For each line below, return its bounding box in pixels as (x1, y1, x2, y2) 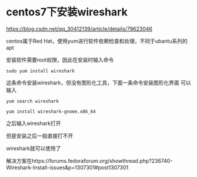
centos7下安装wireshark (6, 5, 128, 19)
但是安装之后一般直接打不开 (6, 132, 74, 139)
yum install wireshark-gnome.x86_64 (6, 109, 96, 114)
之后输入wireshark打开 (6, 119, 61, 127)
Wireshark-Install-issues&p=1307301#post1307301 (6, 163, 129, 171)
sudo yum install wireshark (6, 68, 75, 74)
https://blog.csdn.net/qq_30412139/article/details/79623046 (6, 25, 153, 32)
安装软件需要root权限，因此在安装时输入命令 (6, 56, 114, 63)
